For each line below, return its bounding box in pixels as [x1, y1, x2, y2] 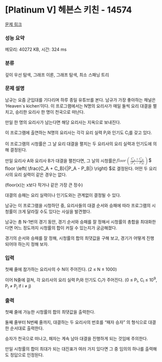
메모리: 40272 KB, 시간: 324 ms [5, 46, 67, 52]
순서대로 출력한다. [10, 325, 44, 332]
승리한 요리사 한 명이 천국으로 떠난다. [15, 109, 85, 115]
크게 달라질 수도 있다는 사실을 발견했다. [17, 209, 92, 214]
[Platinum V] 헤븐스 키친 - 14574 [5, 4, 132, 15]
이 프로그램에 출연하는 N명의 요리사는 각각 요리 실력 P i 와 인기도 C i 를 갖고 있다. [5, 129, 152, 136]
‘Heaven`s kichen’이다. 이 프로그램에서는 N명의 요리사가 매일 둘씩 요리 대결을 [5, 103, 152, 109]
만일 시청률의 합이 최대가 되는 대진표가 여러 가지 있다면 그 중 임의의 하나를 [5, 346, 144, 352]
